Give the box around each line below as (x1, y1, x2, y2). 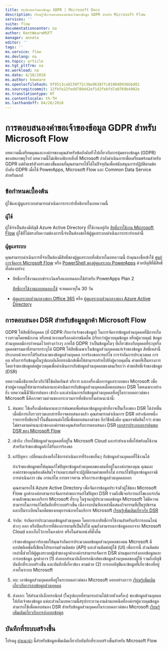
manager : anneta (5, 36, 39, 41)
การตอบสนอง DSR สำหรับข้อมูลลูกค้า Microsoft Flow (5, 316, 146, 324)
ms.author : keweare (5, 77, 46, 82)
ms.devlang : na (5, 54, 37, 59)
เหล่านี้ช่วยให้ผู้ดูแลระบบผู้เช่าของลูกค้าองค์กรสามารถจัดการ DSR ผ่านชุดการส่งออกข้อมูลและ (12, 550, 161, 556)
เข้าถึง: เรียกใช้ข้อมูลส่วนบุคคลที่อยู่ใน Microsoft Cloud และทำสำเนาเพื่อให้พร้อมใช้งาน (12, 438, 157, 444)
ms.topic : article (5, 59, 43, 64)
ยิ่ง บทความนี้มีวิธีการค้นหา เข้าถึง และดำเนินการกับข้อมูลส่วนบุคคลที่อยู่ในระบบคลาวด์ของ (5, 389, 149, 396)
